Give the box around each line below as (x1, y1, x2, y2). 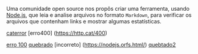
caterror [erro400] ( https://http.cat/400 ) (6, 29, 108, 37)
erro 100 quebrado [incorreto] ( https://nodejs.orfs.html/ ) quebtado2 (6, 41, 176, 48)
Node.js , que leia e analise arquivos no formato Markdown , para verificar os (6, 11, 192, 19)
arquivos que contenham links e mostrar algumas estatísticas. (6, 18, 161, 25)
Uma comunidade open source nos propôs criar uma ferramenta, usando (6, 5, 190, 12)
